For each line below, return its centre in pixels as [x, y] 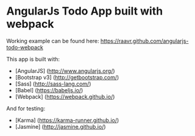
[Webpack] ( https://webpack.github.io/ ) [65, 97]
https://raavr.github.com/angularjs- [144, 41]
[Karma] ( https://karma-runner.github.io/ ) [67, 120]
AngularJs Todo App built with [85, 11]
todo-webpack [25, 47]
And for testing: [26, 108]
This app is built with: [33, 59]
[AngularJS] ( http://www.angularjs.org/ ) [65, 70]
